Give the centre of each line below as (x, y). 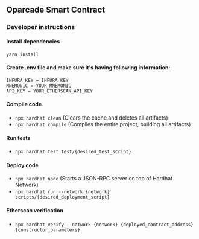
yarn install (23, 54)
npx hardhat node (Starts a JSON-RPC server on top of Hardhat (94, 179)
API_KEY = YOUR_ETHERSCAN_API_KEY (50, 91)
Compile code (24, 104)
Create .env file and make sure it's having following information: (88, 68)
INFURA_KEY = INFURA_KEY (37, 80)
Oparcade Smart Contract (56, 10)
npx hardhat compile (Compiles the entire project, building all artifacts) (103, 124)
